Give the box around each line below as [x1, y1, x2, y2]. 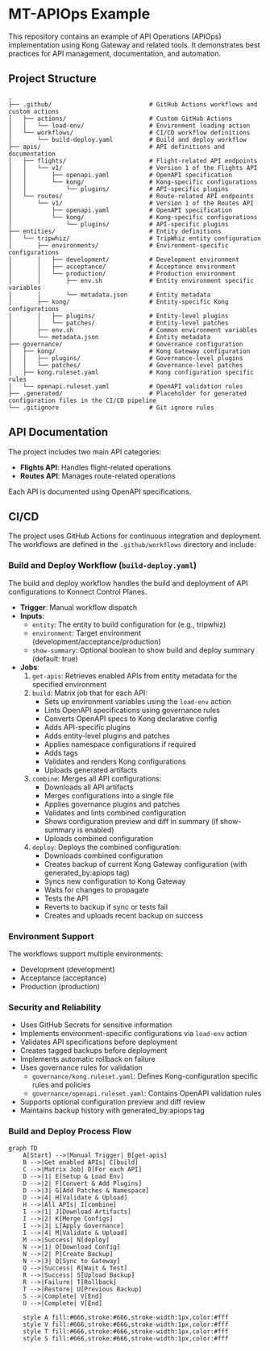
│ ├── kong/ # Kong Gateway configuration [8, 347, 251, 355]
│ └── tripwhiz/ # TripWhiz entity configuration [8, 234, 262, 242]
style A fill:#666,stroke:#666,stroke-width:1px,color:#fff [23, 1313, 229, 1321]
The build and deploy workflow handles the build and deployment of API [8, 578, 248, 588]
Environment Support [8, 930, 94, 942]
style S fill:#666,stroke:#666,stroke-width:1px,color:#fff [23, 1334, 229, 1342]
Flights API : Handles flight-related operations [19, 462, 172, 472]
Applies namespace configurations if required [44, 739, 197, 749]
